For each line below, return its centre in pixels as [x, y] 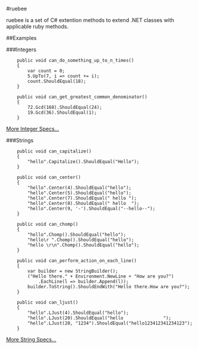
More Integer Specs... [33, 129]
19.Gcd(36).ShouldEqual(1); [62, 113]
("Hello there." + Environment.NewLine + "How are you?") [101, 276]
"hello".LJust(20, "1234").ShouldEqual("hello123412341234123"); [110, 323]
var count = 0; [46, 71]
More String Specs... [31, 339]
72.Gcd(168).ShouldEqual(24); [65, 107]
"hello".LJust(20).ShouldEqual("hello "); [99, 318]
